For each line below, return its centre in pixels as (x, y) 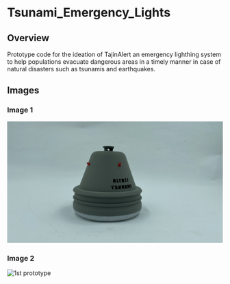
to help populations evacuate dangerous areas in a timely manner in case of (114, 62)
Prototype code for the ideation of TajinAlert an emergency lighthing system (114, 54)
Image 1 (20, 110)
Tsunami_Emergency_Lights (89, 13)
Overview (28, 38)
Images (23, 91)
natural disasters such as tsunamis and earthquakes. (81, 69)
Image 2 (21, 259)
